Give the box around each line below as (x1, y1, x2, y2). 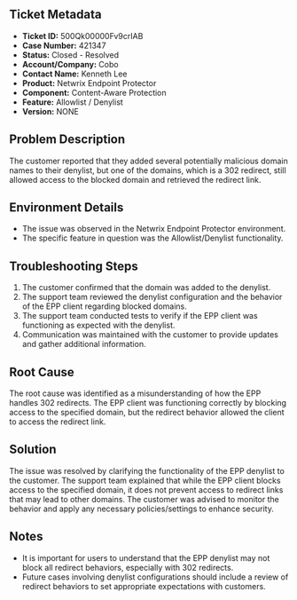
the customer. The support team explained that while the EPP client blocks (9, 475, 281, 486)
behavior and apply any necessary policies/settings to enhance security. (9, 503, 275, 514)
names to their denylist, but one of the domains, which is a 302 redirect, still (9, 164, 286, 176)
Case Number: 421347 (21, 40, 106, 51)
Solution (9, 442, 57, 457)
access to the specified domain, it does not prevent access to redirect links (9, 484, 284, 495)
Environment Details (9, 200, 124, 216)
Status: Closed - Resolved (21, 49, 120, 60)
